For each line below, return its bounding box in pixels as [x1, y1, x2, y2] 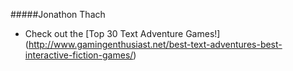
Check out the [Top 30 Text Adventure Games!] [24, 28, 221, 39]
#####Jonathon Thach [10, 9, 106, 20]
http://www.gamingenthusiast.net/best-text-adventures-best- [28, 39, 283, 50]
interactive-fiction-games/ [24, 49, 134, 61]
